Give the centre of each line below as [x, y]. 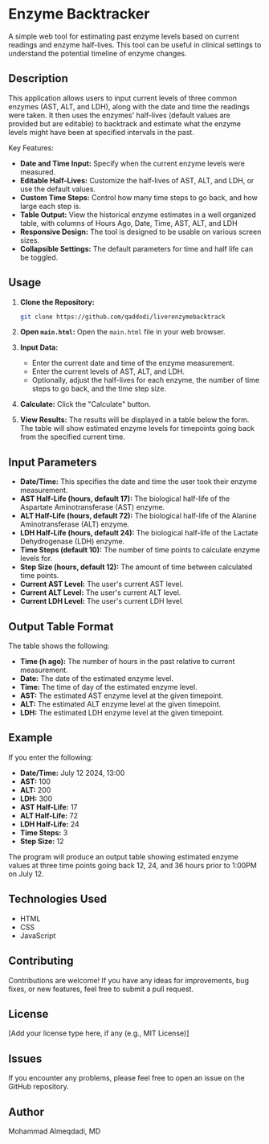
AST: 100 [35, 781]
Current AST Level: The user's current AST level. [102, 584]
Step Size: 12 [42, 841]
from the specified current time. [73, 437]
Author [26, 1111]
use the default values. [58, 189]
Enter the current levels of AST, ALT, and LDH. [108, 371]
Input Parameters [53, 462]
